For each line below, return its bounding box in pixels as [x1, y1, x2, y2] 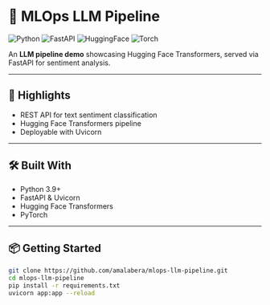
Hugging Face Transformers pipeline [19, 118, 142, 128]
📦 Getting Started [8, 241, 102, 255]
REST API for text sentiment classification [19, 110, 158, 120]
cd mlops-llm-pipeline [8, 274, 84, 283]
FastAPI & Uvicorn [19, 193, 80, 202]
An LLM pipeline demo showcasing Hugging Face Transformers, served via [8, 49, 259, 59]
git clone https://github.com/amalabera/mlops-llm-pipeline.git [8, 266, 228, 275]
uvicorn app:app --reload [8, 289, 95, 297]
